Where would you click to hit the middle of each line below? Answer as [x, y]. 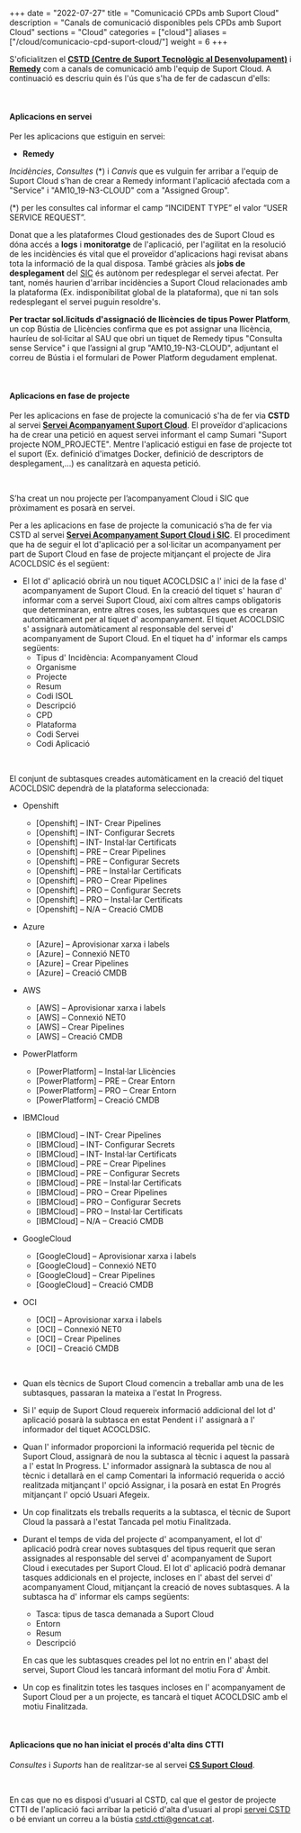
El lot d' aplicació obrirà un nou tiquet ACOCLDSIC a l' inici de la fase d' [155, 581]
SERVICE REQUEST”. [48, 218]
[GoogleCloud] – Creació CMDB [95, 1285]
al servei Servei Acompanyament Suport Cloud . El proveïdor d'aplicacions [148, 425]
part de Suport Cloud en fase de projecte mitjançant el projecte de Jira [140, 554]
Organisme [56, 667]
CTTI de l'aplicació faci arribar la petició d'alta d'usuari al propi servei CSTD [150, 1809]
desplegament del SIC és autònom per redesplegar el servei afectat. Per [144, 273]
